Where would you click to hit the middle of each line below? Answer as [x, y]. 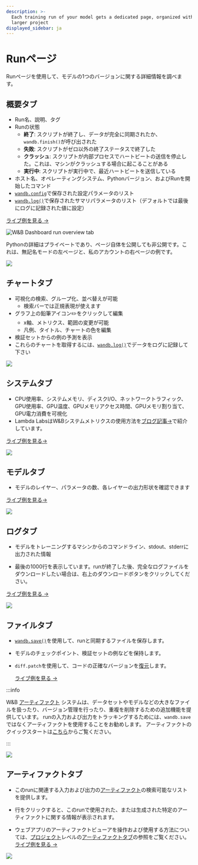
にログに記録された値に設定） [51, 208]
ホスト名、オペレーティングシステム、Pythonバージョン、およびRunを [100, 178]
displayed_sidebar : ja [34, 28]
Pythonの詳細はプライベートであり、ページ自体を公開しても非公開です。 [94, 244]
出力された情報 [33, 554]
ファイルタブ [29, 625]
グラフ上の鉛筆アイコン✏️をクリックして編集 [69, 313]
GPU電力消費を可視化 [41, 413]
